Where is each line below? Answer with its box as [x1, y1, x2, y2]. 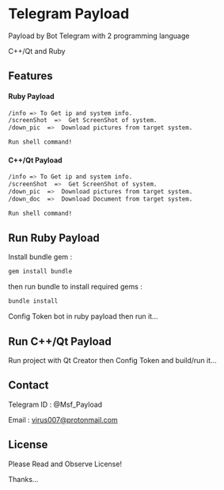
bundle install [8, 297, 59, 305]
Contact [8, 378, 49, 392]
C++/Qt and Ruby [8, 46, 66, 56]
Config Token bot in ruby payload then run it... [8, 312, 158, 321]
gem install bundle [8, 267, 73, 276]
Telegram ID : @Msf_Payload [8, 400, 103, 409]
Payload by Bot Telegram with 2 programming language [8, 31, 190, 40]
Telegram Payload [8, 5, 130, 23]
